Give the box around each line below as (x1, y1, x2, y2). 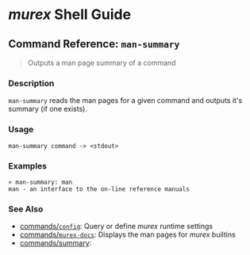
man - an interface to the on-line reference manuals (8, 185, 190, 193)
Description (8, 78, 55, 89)
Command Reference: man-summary (8, 37, 180, 51)
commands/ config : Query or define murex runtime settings (19, 222, 213, 231)
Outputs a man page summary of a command (27, 58, 176, 67)
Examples (8, 160, 48, 171)
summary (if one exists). (8, 105, 87, 114)
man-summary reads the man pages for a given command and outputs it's (8, 96, 243, 105)
